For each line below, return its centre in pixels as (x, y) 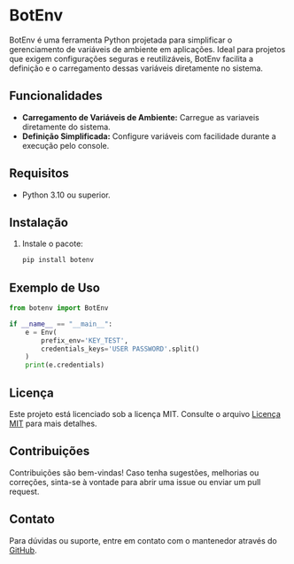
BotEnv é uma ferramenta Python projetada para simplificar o (121, 40)
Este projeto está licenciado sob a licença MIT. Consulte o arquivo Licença (145, 414)
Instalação (39, 222)
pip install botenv (58, 260)
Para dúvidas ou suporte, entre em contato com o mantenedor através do (143, 540)
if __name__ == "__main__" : (61, 324)
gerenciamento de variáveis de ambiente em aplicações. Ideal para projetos (147, 49)
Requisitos (39, 174)
